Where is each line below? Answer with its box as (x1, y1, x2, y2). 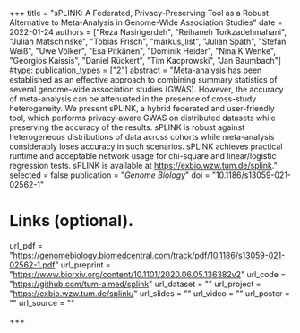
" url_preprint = (55, 259, 112, 270)
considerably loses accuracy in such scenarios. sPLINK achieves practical (9, 141, 283, 152)
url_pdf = (9, 240, 43, 250)
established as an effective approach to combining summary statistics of (9, 74, 278, 84)
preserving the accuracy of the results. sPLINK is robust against (9, 122, 245, 133)
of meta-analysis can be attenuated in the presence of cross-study (9, 93, 257, 104)
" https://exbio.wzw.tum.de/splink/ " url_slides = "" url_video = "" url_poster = (9, 287, 291, 299)
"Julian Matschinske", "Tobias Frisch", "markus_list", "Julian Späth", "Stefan (9, 36, 287, 47)
